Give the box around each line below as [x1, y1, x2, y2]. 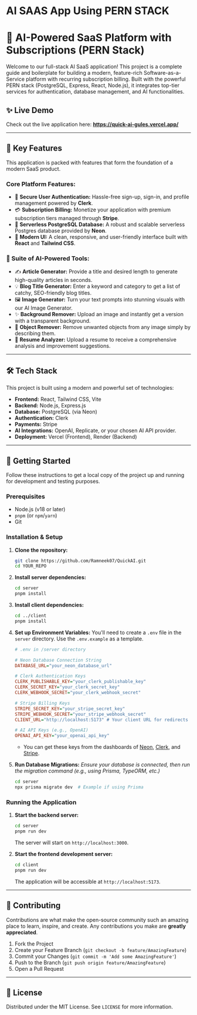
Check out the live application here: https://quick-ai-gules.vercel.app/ [6, 121, 179, 128]
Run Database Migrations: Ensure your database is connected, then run [14, 761, 191, 768]
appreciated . [6, 928, 38, 936]
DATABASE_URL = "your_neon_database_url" [14, 662, 113, 669]
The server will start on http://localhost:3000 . [14, 839, 129, 846]
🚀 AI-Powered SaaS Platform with [6, 31, 172, 45]
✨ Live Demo [6, 105, 54, 115]
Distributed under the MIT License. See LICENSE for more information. [6, 1003, 173, 1010]
